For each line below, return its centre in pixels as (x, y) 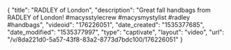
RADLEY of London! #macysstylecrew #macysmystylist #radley (99, 17)
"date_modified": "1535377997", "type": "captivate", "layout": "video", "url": (116, 32)
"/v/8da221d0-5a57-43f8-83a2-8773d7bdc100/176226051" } (95, 40)
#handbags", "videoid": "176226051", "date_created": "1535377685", (106, 25)
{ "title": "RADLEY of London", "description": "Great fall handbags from (109, 10)
